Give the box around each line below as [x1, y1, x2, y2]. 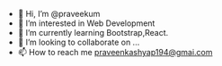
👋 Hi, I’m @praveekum [17, 9, 101, 19]
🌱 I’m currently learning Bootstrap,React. [17, 28, 169, 37]
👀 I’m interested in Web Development [17, 18, 155, 29]
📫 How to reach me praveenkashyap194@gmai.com [17, 47, 213, 57]
